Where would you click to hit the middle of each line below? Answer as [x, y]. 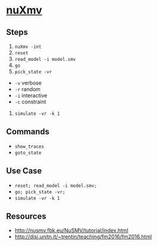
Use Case [24, 171]
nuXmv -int [28, 47]
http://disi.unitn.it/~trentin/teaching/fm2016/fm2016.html [83, 237]
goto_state [28, 153]
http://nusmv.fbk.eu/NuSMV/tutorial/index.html [71, 231]
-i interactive [31, 96]
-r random [27, 89]
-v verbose [28, 83]
